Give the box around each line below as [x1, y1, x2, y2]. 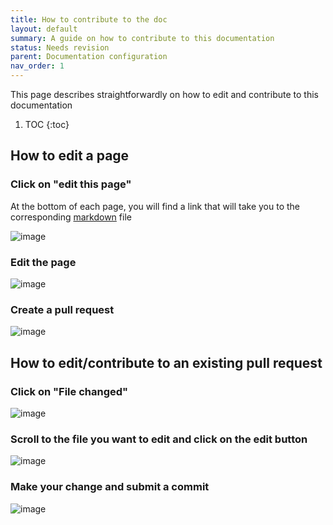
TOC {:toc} [24, 119, 70, 130]
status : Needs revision [10, 42, 110, 53]
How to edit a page [10, 147, 130, 165]
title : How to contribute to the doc [10, 14, 168, 25]
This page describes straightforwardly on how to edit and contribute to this [10, 89, 319, 100]
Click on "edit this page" [10, 177, 132, 191]
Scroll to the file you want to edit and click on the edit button [10, 432, 308, 446]
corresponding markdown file [10, 211, 132, 223]
